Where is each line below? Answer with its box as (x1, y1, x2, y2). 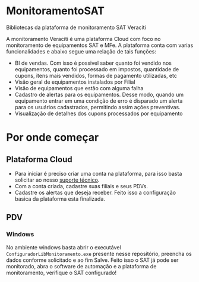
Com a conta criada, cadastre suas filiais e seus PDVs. (14, 182, 149, 189)
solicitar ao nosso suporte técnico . (14, 176, 100, 183)
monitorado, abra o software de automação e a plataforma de (6, 262, 157, 270)
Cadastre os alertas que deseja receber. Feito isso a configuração (14, 189, 176, 196)
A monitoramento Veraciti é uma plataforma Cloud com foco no (6, 35, 161, 42)
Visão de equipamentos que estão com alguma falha (14, 84, 144, 91)
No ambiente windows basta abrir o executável (6, 243, 121, 251)
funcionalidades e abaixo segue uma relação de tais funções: (6, 47, 156, 55)
